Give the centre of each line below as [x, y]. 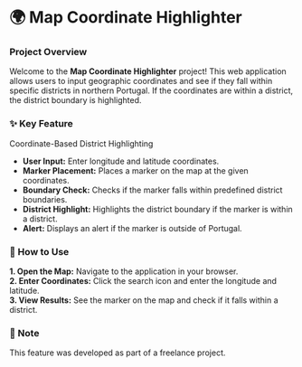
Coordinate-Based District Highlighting [81, 143]
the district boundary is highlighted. [75, 100]
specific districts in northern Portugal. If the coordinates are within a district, [151, 90]
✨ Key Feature [42, 124]
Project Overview [48, 52]
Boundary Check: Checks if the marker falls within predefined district [152, 190]
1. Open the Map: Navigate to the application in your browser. [124, 271]
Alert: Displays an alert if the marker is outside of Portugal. [132, 228]
